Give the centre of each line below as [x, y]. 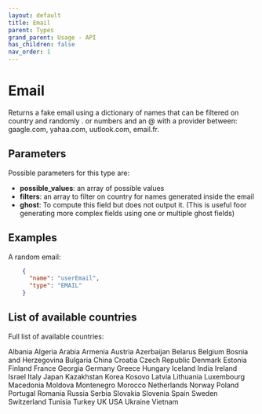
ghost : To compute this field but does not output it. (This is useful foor [133, 204]
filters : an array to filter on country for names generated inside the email [137, 196]
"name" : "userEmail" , [64, 278]
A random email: [35, 257]
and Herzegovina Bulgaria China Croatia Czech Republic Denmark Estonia [127, 360]
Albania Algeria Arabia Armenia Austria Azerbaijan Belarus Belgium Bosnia [128, 351]
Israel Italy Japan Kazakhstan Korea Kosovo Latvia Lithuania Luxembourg [127, 376]
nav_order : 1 [29, 52]
